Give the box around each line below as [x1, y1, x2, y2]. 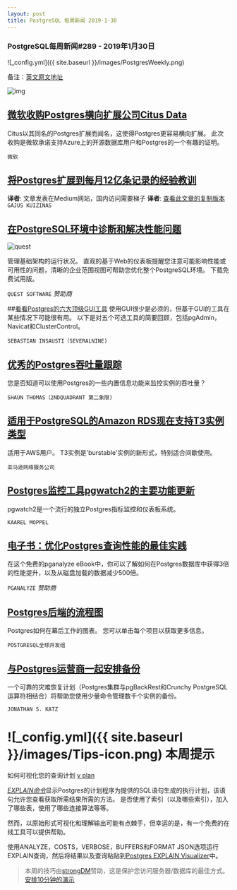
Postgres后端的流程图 [7, 606, 104, 618]
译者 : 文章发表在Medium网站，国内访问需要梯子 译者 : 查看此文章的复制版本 [7, 194, 226, 203]
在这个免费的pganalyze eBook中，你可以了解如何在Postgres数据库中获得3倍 [7, 559, 229, 569]
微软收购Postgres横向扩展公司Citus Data [7, 109, 188, 121]
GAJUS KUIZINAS [7, 202, 52, 209]
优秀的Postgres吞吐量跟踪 [7, 358, 122, 371]
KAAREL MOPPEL [7, 518, 49, 526]
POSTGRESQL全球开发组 [7, 642, 66, 649]
